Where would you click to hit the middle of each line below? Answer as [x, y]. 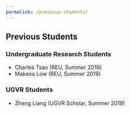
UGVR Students [29, 90]
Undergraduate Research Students [58, 54]
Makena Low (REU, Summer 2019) [58, 74]
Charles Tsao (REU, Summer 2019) [58, 67]
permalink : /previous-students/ [47, 12]
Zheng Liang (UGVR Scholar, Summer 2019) [70, 103]
